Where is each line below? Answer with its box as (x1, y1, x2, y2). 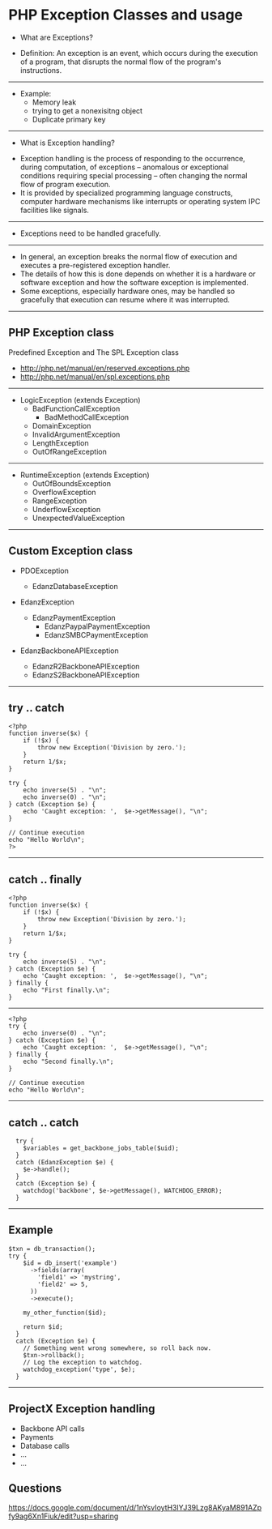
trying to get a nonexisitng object (32, 105, 143, 115)
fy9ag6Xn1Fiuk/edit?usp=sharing (8, 1511, 119, 1521)
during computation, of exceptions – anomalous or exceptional (19, 162, 229, 172)
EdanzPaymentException (32, 613, 116, 622)
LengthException (32, 438, 89, 447)
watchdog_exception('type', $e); (23, 1365, 136, 1373)
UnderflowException (32, 504, 101, 514)
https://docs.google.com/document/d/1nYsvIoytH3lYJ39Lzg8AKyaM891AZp (8, 1503, 262, 1513)
